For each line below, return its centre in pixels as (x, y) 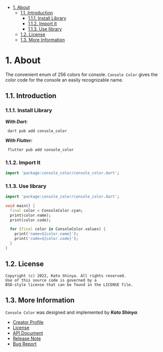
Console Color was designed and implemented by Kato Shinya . (72, 312)
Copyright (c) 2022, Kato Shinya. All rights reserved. (66, 276)
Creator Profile (28, 322)
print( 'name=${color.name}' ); (47, 234)
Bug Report (24, 344)
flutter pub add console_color (40, 150)
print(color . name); (31, 215)
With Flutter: (19, 140)
